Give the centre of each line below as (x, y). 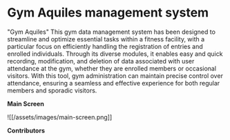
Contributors (26, 130)
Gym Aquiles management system (108, 13)
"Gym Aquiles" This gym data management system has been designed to (112, 32)
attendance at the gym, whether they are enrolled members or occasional (112, 68)
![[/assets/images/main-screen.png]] (60, 117)
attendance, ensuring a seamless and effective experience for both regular (114, 83)
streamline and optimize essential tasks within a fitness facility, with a (106, 39)
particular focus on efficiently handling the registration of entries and (105, 46)
